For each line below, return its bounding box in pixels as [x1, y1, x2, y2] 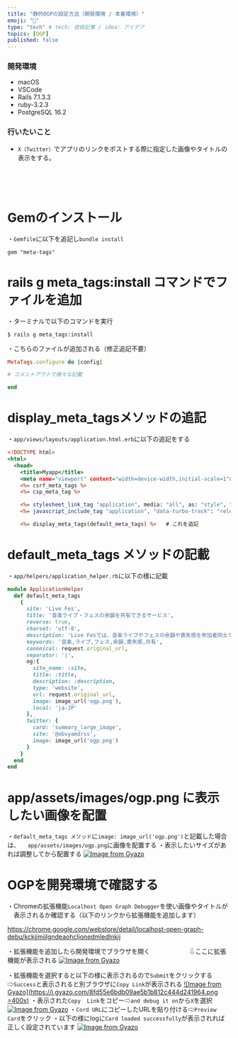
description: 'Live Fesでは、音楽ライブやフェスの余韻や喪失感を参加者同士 [25, 631, 228, 638]
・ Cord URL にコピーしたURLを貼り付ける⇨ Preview [69, 1005, 217, 1014]
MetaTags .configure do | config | [7, 359, 103, 366]
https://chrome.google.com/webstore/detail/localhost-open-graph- [7, 925, 204, 934]
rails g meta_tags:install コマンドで [7, 274, 216, 290]
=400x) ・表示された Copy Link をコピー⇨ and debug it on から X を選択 [7, 996, 212, 1005]
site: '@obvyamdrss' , [33, 730, 97, 738]
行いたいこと [7, 127, 52, 137]
